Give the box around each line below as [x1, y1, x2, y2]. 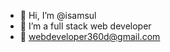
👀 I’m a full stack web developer [19, 20, 152, 32]
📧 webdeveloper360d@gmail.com [19, 31, 161, 42]
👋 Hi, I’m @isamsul [19, 10, 97, 21]
